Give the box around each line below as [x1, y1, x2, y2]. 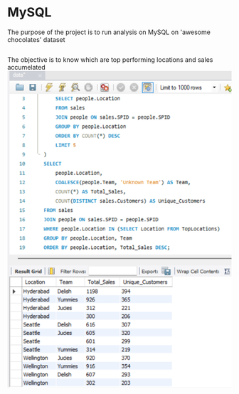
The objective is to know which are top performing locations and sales [7, 55, 213, 64]
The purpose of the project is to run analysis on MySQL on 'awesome [7, 28, 211, 36]
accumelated [7, 63, 46, 71]
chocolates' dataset [7, 35, 65, 43]
